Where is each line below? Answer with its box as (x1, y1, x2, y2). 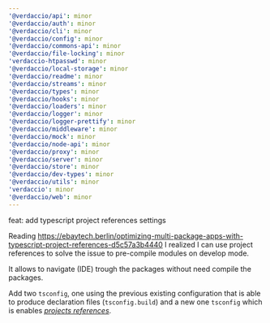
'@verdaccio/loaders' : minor (8, 102, 107, 110)
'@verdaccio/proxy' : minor (8, 148, 100, 156)
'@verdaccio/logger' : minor (8, 110, 104, 118)
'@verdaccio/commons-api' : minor (8, 42, 122, 50)
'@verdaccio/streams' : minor (8, 80, 107, 88)
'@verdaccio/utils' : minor (8, 178, 100, 187)
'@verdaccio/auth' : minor (8, 19, 96, 28)
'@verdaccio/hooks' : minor (8, 95, 100, 103)
